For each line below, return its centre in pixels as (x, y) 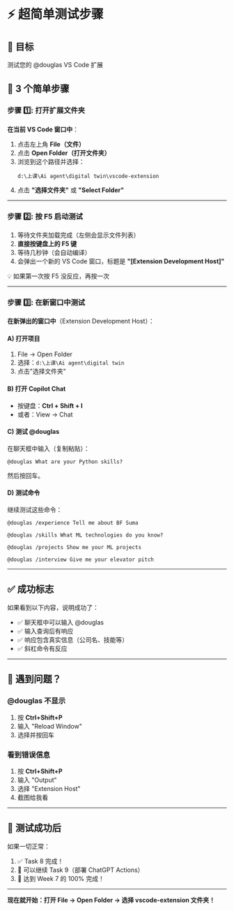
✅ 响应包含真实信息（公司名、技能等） (73, 639)
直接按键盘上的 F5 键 (47, 243)
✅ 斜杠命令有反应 (42, 648)
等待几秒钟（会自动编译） (54, 252)
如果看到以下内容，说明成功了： (53, 607)
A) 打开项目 (24, 338)
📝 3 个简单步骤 (38, 89)
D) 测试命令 (24, 493)
